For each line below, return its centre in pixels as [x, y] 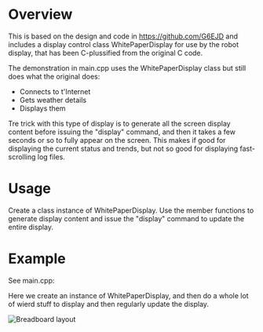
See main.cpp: [31, 280]
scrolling [22, 157]
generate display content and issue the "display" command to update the [126, 218]
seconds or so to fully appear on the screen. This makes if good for [117, 140]
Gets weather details [53, 100]
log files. [51, 157]
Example [37, 259]
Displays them [42, 108]
